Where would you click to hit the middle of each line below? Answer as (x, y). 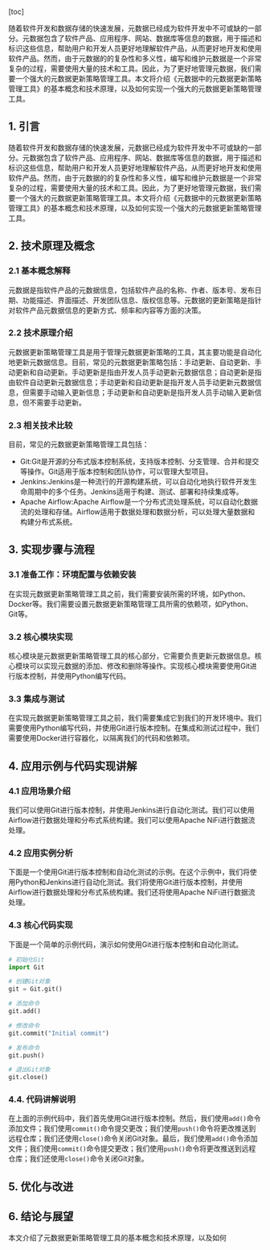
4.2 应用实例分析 (41, 853)
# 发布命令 (24, 1048)
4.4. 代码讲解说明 (42, 1099)
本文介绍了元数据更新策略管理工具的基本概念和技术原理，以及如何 (117, 1237)
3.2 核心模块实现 (41, 637)
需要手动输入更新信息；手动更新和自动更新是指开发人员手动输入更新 (142, 392)
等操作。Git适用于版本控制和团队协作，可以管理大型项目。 (116, 471)
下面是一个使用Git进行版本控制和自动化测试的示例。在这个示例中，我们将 (129, 872)
